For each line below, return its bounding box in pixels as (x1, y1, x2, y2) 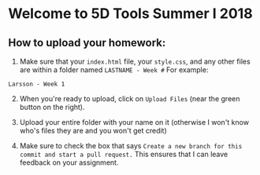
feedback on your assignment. (19, 158, 119, 167)
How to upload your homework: (8, 36, 166, 49)
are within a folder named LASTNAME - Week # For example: (19, 65, 209, 75)
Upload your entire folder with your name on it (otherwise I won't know (19, 118, 250, 126)
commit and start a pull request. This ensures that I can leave (19, 150, 228, 159)
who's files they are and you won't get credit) (19, 126, 167, 135)
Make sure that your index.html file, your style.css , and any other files (19, 57, 251, 66)
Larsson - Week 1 (8, 80, 65, 88)
